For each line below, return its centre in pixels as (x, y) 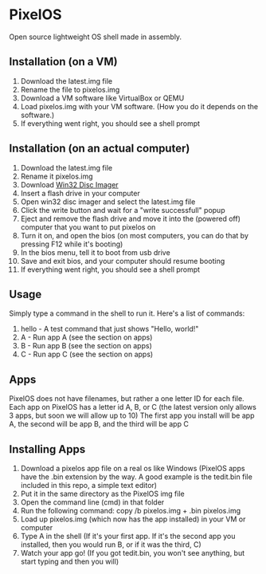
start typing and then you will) (69, 561)
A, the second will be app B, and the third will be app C (99, 424)
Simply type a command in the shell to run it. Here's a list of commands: (127, 313)
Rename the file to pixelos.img (70, 89)
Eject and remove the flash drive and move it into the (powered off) (131, 218)
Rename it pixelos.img (57, 176)
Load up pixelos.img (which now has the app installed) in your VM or (133, 519)
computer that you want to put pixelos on (88, 227)
